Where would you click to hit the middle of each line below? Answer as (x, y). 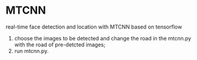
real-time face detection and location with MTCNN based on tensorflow (94, 27)
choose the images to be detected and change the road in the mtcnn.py (103, 38)
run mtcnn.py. (31, 50)
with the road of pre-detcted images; (60, 45)
